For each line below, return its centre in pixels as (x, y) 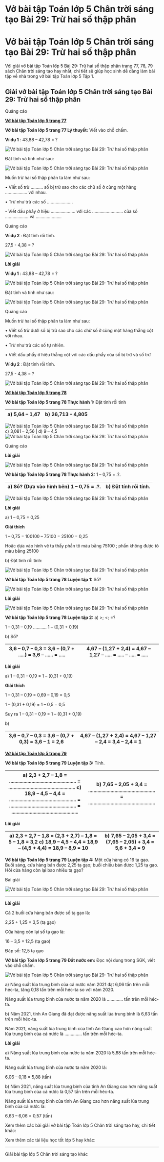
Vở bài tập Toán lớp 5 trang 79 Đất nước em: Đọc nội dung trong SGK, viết (80, 960)
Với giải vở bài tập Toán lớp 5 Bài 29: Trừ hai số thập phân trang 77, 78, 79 (79, 66)
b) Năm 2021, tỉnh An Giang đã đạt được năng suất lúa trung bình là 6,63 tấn (81, 1014)
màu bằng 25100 (22, 551)
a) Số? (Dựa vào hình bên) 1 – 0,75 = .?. (54, 486)
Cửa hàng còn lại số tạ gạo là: (35, 932)
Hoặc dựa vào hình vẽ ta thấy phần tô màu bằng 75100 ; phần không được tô (82, 545)
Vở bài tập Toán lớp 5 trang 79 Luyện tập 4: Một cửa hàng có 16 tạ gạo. (77, 860)
